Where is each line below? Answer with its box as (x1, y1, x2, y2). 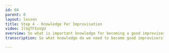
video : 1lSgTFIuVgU (5, 26, 46, 31)
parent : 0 (5, 12, 26, 17)
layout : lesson (5, 17, 37, 22)
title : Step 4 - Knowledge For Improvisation (5, 21, 102, 27)
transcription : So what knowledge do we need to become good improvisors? (5, 36, 165, 41)
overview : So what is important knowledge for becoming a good (5, 31, 141, 36)
